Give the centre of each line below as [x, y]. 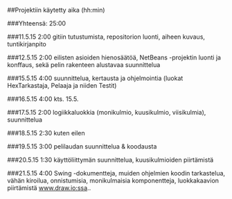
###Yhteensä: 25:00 [37, 23]
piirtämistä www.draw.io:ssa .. [49, 188]
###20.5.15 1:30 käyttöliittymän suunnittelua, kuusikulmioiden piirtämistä [110, 160]
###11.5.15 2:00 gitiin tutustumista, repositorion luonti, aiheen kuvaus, [106, 37]
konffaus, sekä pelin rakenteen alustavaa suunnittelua [84, 65]
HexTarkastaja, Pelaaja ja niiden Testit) [62, 85]
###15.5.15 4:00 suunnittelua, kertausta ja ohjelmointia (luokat [95, 78]
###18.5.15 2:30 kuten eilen [46, 133]
